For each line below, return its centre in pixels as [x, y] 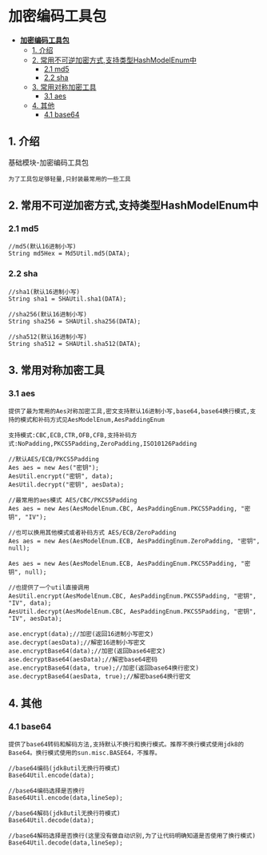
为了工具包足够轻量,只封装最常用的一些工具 [70, 179]
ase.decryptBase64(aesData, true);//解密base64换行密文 [100, 677]
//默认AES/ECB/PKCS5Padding [54, 459]
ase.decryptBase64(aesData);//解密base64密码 [83, 660]
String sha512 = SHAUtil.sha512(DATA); [75, 344]
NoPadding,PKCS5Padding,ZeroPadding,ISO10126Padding [108, 444]
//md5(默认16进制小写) [42, 247]
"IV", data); [30, 603]
